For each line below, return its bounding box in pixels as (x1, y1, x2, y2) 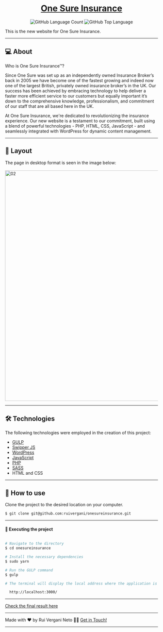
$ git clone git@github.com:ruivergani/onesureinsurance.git (5, 511, 131, 516)
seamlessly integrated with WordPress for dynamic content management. (5, 128, 152, 134)
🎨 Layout (5, 147, 33, 155)
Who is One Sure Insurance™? (5, 63, 65, 68)
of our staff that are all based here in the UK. (5, 103, 94, 109)
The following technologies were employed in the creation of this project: (5, 430, 151, 436)
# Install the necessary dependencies (5, 554, 83, 560)
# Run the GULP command (5, 567, 53, 573)
